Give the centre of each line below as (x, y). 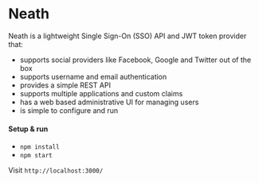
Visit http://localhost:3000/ (56, 170)
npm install (39, 147)
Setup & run (28, 129)
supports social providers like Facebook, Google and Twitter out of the (135, 60)
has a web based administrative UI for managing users (109, 102)
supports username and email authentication (93, 76)
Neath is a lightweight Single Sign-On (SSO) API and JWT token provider (128, 36)
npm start (36, 156)
